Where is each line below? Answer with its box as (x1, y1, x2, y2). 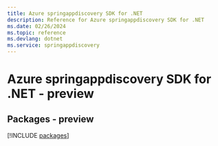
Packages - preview (7, 113, 94, 125)
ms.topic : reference (7, 29, 67, 36)
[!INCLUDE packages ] (7, 132, 69, 139)
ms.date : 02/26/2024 (7, 23, 67, 29)
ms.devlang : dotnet (7, 36, 63, 42)
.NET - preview (7, 86, 94, 101)
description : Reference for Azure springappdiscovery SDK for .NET (7, 16, 205, 23)
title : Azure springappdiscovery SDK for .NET (7, 10, 143, 17)
